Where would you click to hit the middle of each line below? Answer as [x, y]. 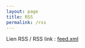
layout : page [22, 11]
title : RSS [20, 17]
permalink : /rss [26, 22]
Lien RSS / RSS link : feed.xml [42, 39]
